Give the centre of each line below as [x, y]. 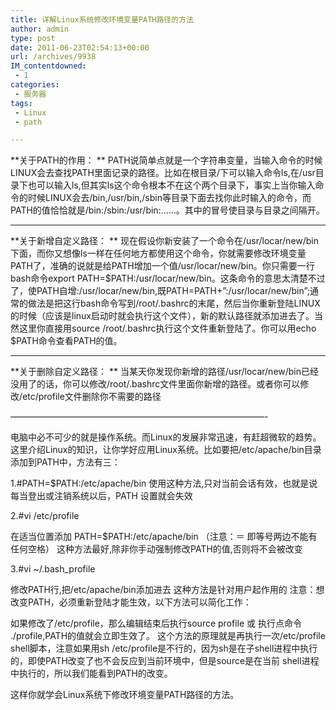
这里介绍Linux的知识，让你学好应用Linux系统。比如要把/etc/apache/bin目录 [166, 450]
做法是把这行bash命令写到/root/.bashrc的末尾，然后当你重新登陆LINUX [174, 303]
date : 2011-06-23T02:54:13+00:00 [80, 47]
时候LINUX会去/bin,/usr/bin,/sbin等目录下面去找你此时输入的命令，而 [169, 198]
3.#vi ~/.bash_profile [53, 569]
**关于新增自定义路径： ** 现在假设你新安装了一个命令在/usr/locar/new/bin [165, 241]
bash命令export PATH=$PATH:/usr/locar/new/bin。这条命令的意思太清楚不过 [168, 278]
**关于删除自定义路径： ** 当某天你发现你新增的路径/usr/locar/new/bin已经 [165, 372]
